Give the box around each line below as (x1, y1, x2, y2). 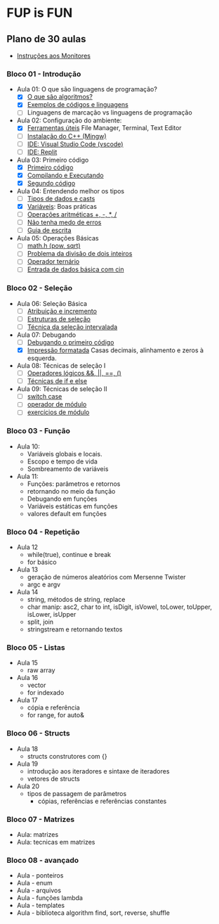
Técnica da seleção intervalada (27, 322, 118, 331)
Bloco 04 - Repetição (6, 527, 80, 537)
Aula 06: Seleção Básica (16, 299, 88, 307)
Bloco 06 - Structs (6, 729, 71, 738)
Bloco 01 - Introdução (6, 69, 81, 79)
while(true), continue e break (27, 551, 112, 558)
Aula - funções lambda (16, 894, 84, 902)
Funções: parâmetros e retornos (27, 480, 121, 488)
